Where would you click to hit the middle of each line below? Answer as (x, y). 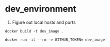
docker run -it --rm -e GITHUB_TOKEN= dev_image (55, 40)
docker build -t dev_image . (34, 31)
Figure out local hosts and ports (44, 22)
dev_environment (41, 9)
